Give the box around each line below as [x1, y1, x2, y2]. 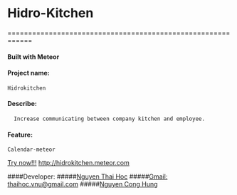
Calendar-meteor [7, 146, 56, 154]
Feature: [7, 130, 33, 139]
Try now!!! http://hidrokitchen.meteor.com [7, 159, 130, 167]
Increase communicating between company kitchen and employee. [14, 115, 205, 122]
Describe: [7, 100, 37, 108]
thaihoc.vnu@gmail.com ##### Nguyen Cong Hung [7, 180, 158, 189]
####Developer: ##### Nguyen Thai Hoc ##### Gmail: [7, 172, 168, 181]
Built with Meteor [7, 52, 60, 61]
